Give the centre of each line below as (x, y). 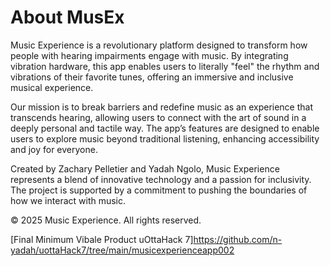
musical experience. (52, 87)
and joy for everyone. (54, 149)
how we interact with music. (68, 200)
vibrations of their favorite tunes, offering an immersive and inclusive (152, 77)
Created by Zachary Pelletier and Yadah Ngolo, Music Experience (145, 168)
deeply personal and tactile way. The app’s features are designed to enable (165, 128)
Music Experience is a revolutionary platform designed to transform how (159, 45)
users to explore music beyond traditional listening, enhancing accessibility (165, 138)
